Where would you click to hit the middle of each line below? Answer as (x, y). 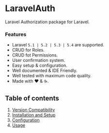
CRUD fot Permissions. (35, 55)
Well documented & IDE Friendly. (45, 71)
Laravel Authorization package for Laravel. (47, 22)
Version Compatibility (33, 110)
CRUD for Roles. (28, 50)
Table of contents (32, 98)
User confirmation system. (39, 60)
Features (16, 34)
